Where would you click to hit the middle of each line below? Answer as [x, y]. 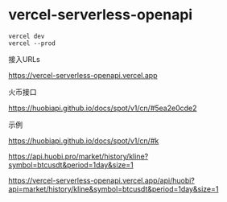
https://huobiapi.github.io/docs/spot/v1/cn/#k [84, 140]
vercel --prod [32, 43]
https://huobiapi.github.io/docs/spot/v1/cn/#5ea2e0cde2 [103, 108]
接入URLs [24, 59]
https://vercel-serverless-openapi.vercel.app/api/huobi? [101, 180]
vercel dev [27, 36]
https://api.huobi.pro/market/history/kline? [78, 156]
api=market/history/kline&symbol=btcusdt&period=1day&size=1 [113, 189]
